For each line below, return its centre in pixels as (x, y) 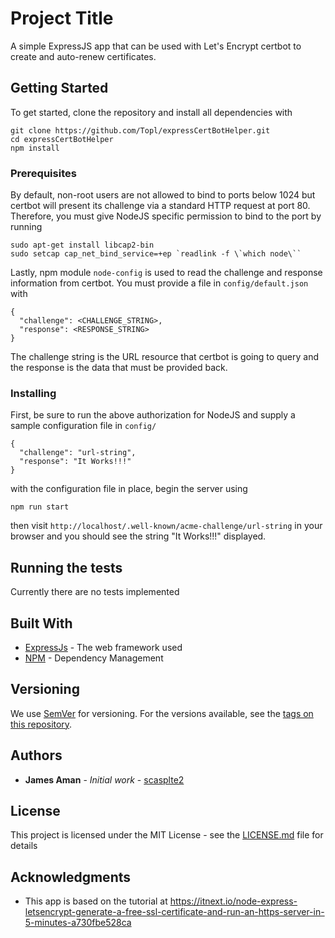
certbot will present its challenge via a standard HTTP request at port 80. (160, 206)
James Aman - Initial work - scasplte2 (104, 779)
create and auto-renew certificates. (83, 56)
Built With (41, 623)
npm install (35, 148)
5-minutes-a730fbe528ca (78, 923)
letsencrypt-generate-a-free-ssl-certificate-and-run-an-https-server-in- (174, 912)
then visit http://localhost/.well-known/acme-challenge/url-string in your (166, 526)
